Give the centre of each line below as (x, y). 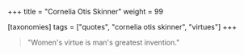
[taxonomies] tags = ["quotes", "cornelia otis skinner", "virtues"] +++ (122, 27)
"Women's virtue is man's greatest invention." (103, 42)
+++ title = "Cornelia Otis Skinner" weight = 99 (85, 12)
